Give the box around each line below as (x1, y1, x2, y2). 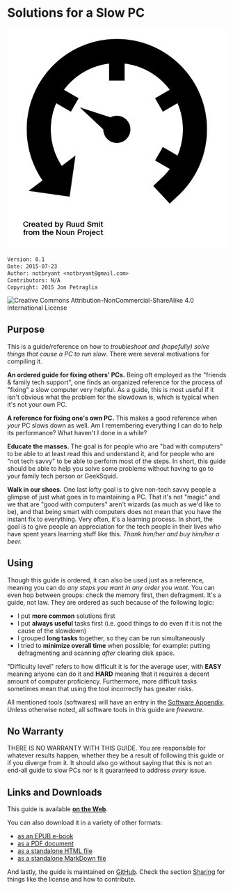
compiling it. (7, 357, 43, 365)
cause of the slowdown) (17, 626, 87, 635)
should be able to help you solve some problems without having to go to (7, 464, 214, 472)
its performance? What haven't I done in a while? (7, 428, 147, 437)
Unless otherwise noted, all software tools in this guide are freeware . (7, 705, 204, 714)
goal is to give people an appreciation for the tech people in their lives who (7, 522, 221, 531)
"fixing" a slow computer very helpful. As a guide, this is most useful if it (7, 385, 214, 393)
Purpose (7, 324, 45, 335)
